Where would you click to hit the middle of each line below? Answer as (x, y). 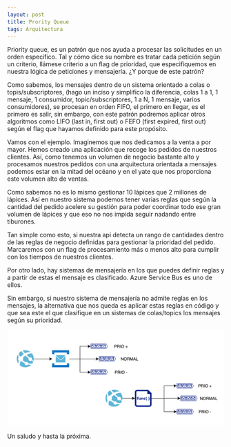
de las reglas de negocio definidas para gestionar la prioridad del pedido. (111, 242)
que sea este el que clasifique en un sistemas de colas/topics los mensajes (114, 313)
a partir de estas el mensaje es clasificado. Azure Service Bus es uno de (110, 278)
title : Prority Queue (38, 22)
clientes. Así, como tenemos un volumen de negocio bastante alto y (103, 157)
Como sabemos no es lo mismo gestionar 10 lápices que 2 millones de (107, 192)
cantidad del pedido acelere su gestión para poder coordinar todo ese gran (114, 207)
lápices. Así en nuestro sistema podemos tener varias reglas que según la (112, 199)
